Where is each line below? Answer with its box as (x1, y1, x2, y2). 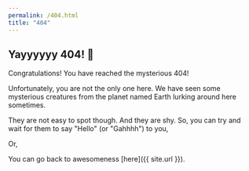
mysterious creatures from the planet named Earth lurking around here (8, 92, 237, 102)
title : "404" (8, 19, 51, 27)
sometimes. (8, 100, 46, 110)
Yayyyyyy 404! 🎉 (8, 48, 94, 61)
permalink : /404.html (8, 11, 79, 20)
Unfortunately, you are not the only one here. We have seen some (8, 84, 222, 93)
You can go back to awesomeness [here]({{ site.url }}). (8, 155, 185, 164)
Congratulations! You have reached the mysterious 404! (8, 68, 190, 78)
